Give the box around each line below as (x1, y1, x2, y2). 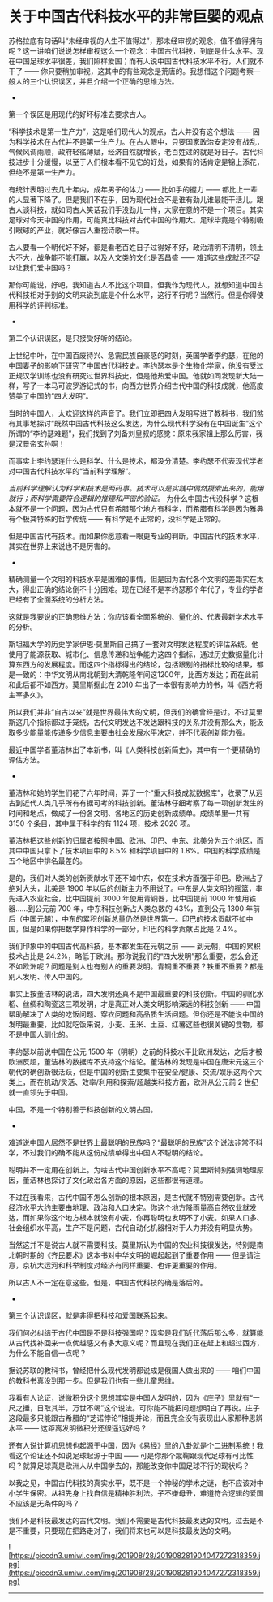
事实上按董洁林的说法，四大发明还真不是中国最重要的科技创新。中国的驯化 (8, 988, 257, 999)
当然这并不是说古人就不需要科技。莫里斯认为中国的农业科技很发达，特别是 (8, 1240, 257, 1250)
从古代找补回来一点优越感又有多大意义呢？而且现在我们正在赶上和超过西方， (8, 1337, 264, 1348)
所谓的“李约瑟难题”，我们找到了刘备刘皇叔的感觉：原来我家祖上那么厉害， (8, 428, 257, 438)
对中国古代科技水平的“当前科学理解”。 (8, 466, 136, 476)
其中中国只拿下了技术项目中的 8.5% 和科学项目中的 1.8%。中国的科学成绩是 (8, 845, 261, 855)
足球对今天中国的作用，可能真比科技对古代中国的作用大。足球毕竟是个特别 (8, 214, 257, 224)
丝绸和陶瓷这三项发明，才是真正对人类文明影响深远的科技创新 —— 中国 (22, 999, 261, 1008)
